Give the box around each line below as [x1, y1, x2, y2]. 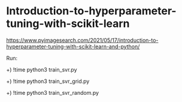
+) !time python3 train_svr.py [6, 66, 77, 73]
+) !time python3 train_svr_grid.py [6, 78, 90, 85]
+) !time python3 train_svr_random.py [6, 89, 99, 96]
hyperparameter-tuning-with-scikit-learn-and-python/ [6, 43, 140, 50]
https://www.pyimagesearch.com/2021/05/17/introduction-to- [6, 36, 159, 44]
